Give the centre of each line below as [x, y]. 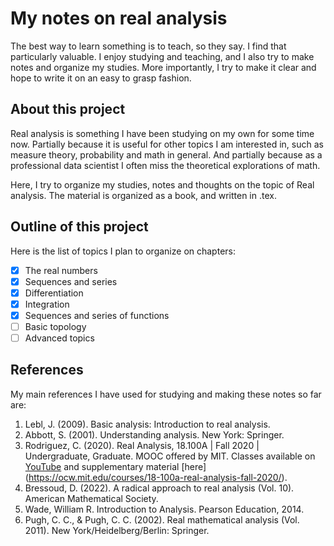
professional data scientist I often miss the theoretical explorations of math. [165, 165]
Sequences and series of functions [97, 315]
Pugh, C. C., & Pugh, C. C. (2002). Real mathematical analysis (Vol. [162, 519]
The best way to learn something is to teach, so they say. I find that [148, 46]
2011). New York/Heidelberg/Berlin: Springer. [117, 530]
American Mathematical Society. [91, 498]
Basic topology [55, 326]
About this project [68, 109]
